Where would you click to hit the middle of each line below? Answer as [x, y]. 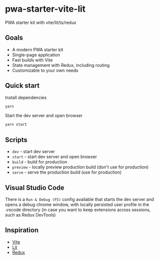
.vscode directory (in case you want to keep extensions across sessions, [78, 210]
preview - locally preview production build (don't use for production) [80, 167]
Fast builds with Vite [32, 60]
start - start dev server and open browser [54, 157]
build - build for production [39, 162]
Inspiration [22, 230]
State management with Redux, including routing [61, 65]
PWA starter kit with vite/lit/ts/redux [41, 22]
